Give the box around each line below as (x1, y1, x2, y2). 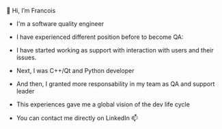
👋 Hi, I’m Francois (6, 7, 56, 14)
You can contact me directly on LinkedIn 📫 (16, 114, 138, 122)
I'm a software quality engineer (16, 20, 104, 27)
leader (16, 87, 35, 95)
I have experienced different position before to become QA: (16, 33, 184, 41)
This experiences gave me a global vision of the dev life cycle (16, 100, 191, 109)
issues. (16, 53, 37, 61)
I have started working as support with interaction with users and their (16, 46, 214, 54)
